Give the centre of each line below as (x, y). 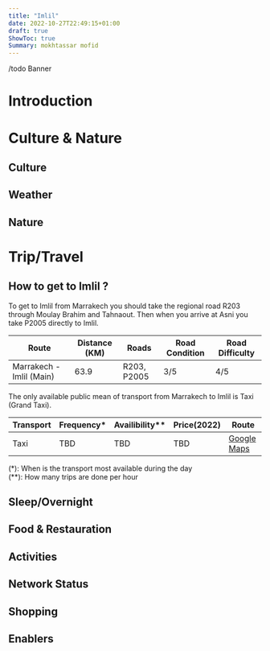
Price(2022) (197, 425)
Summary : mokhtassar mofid (53, 46)
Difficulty (237, 352)
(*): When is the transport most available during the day (100, 468)
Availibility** (140, 425)
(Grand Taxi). (30, 405)
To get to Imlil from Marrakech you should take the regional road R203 (125, 306)
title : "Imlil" (34, 16)
